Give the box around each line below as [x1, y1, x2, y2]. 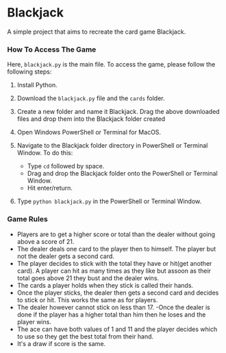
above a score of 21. [16, 237, 75, 245]
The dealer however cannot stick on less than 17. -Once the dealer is [16, 303, 210, 311]
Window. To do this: [16, 149, 73, 157]
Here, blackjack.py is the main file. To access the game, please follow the [7, 60, 216, 69]
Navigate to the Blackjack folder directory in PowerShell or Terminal [16, 141, 208, 150]
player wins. [16, 317, 51, 326]
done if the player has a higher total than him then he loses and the [16, 310, 206, 319]
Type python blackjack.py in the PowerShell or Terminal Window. [16, 197, 202, 205]
